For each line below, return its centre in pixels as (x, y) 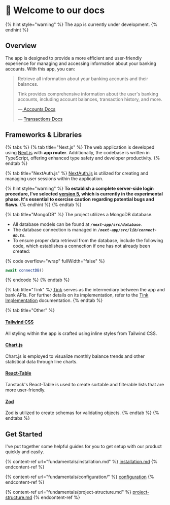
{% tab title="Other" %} (30, 310)
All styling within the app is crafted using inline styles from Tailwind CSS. (81, 333)
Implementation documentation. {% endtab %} (54, 300)
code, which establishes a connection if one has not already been (81, 246)
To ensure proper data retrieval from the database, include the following (88, 240)
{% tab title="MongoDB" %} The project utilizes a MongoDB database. (79, 214)
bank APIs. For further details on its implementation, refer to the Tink (77, 295)
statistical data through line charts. (41, 361)
